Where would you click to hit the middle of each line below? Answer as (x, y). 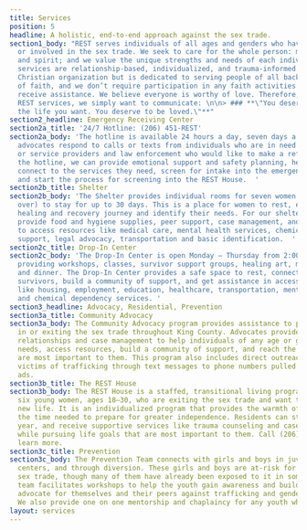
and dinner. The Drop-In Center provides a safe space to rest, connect (159, 273)
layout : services (42, 511)
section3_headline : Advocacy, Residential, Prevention (116, 307)
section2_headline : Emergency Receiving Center (102, 120)
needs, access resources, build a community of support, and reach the (157, 349)
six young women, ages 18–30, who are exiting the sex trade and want (155, 400)
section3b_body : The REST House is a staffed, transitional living (141, 392)
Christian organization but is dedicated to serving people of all (149, 78)
